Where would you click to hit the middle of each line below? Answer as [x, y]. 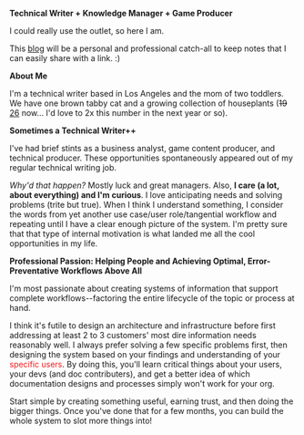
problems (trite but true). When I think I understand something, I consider [147, 205]
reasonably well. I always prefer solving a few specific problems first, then [149, 345]
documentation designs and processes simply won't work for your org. [142, 383]
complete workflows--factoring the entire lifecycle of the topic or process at [152, 298]
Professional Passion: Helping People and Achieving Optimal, [128, 261]
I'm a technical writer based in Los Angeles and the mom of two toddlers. [147, 93]
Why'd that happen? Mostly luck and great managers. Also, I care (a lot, [144, 185]
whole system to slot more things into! [81, 420]
